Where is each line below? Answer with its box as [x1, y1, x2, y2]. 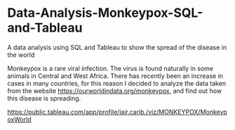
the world [7, 51, 35, 59]
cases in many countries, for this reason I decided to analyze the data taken [7, 79, 227, 87]
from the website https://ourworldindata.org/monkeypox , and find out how [7, 86, 222, 95]
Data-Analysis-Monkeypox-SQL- [7, 5, 203, 21]
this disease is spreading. [7, 93, 81, 103]
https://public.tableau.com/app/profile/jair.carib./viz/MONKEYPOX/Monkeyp [7, 108, 228, 116]
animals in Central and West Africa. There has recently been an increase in [7, 72, 223, 80]
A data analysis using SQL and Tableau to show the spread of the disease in [7, 43, 227, 51]
